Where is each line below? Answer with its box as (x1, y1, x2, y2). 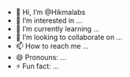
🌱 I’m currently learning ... (15, 24, 100, 33)
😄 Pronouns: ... (15, 53, 67, 62)
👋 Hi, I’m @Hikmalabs (15, 8, 86, 16)
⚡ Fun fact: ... (15, 61, 59, 71)
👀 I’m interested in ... (15, 16, 83, 25)
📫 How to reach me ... (15, 42, 89, 50)
